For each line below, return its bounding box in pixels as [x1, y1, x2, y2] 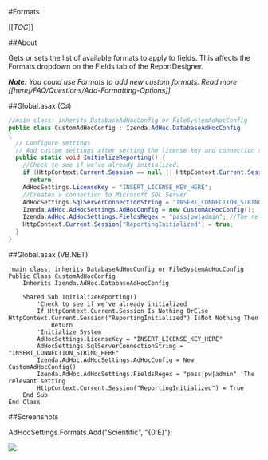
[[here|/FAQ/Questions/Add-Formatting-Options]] [8, 85, 171, 95]
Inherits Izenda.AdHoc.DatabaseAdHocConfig [22, 279, 170, 287]
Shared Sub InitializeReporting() [22, 293, 137, 301]
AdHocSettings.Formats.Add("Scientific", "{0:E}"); [8, 427, 173, 437]
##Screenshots [8, 411, 59, 422]
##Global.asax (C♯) [8, 101, 72, 110]
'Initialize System [37, 327, 102, 336]
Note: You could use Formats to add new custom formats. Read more [8, 77, 238, 86]
